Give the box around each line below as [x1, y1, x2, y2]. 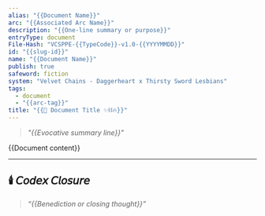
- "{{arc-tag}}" [15, 99, 69, 107]
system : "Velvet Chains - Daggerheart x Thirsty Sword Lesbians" [8, 77, 227, 85]
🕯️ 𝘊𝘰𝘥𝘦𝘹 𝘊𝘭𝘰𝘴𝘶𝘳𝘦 [8, 174, 91, 188]
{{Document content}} [8, 143, 80, 152]
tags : [8, 84, 26, 93]
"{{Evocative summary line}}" [27, 128, 125, 137]
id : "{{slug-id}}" [8, 48, 69, 56]
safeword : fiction [8, 70, 69, 78]
